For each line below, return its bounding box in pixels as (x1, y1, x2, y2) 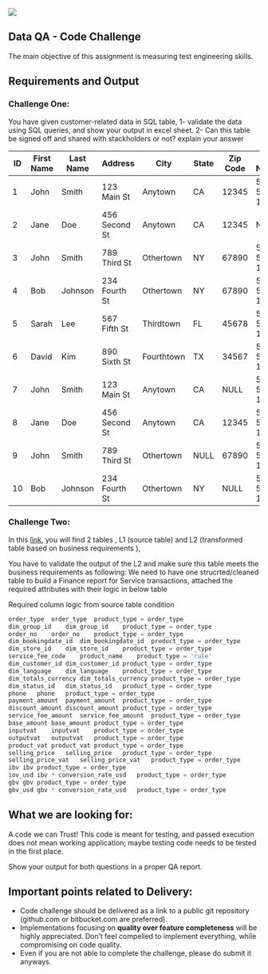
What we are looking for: (8, 808, 133, 822)
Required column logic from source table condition (8, 599, 175, 609)
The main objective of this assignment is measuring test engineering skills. (8, 51, 254, 61)
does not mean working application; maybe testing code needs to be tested (8, 837, 257, 847)
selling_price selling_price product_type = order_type (8, 749, 213, 757)
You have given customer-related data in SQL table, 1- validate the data (8, 117, 242, 126)
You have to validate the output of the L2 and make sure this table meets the (8, 559, 259, 568)
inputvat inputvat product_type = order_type (8, 726, 183, 734)
